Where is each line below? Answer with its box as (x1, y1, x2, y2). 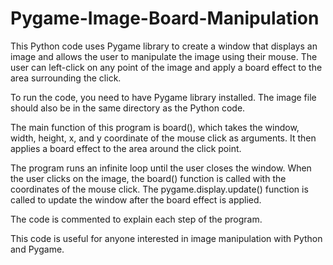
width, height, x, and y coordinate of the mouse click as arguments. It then (10, 132, 317, 144)
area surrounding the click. (10, 72, 122, 84)
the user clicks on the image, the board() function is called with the (10, 172, 287, 184)
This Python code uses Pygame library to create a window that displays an (10, 40, 318, 52)
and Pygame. (10, 243, 65, 255)
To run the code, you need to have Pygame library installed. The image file (10, 91, 317, 103)
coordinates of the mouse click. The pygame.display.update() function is (10, 183, 309, 195)
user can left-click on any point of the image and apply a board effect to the (10, 61, 323, 73)
